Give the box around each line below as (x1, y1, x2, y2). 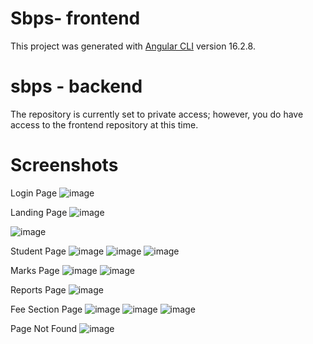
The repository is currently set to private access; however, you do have (10, 108, 304, 120)
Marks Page (10, 264, 60, 276)
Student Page (10, 245, 67, 257)
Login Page (10, 187, 58, 199)
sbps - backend (10, 75, 143, 98)
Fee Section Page (10, 303, 83, 315)
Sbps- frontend (10, 7, 141, 30)
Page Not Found (10, 322, 78, 334)
